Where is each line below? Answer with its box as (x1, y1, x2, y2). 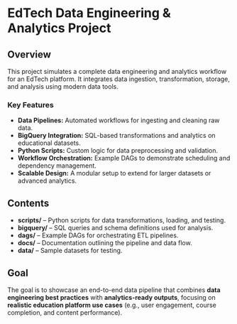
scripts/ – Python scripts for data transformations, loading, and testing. (17, 216, 226, 225)
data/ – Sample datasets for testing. (17, 247, 123, 255)
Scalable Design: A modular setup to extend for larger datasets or (17, 169, 211, 178)
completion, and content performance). (7, 308, 123, 317)
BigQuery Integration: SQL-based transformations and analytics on (17, 131, 216, 140)
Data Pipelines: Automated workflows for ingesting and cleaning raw (17, 116, 220, 125)
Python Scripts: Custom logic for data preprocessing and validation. (17, 146, 219, 155)
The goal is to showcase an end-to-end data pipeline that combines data (7, 286, 221, 294)
